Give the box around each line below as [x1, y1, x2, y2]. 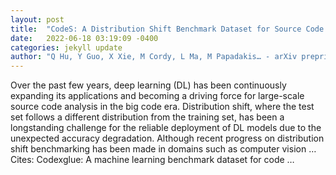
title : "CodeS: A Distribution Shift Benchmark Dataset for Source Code [10, 24, 325, 34]
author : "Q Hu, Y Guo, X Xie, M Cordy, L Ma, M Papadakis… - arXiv [10, 52, 298, 62]
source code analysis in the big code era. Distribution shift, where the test [10, 101, 315, 113]
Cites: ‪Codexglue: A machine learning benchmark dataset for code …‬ [10, 154, 295, 166]
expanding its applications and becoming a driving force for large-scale [10, 90, 305, 102]
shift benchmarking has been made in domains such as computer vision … [10, 143, 317, 155]
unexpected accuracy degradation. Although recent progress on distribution [10, 132, 325, 145]
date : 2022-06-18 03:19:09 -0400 [10, 33, 159, 43]
